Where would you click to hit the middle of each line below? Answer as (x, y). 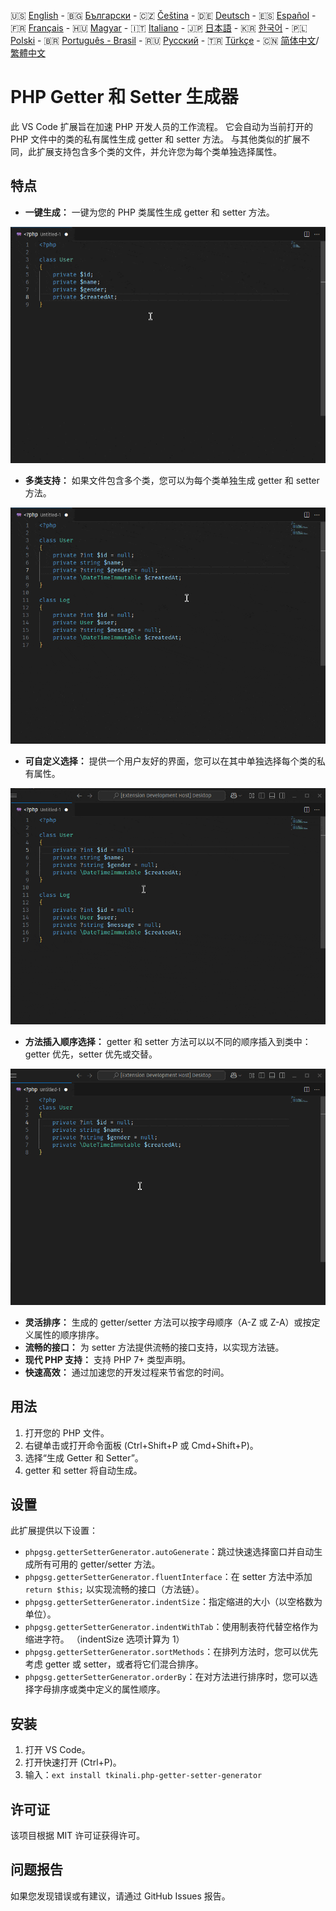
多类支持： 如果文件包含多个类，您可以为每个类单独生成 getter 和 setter (172, 480)
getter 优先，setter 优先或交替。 (91, 1054)
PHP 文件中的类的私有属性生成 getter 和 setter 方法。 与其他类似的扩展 (156, 139)
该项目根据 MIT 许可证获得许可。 (78, 1835)
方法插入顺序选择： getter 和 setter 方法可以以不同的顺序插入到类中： (168, 1041)
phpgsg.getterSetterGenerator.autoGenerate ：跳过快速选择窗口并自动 (169, 1552)
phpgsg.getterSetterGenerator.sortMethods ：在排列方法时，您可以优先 (171, 1652)
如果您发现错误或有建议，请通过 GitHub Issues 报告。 (120, 1896)
